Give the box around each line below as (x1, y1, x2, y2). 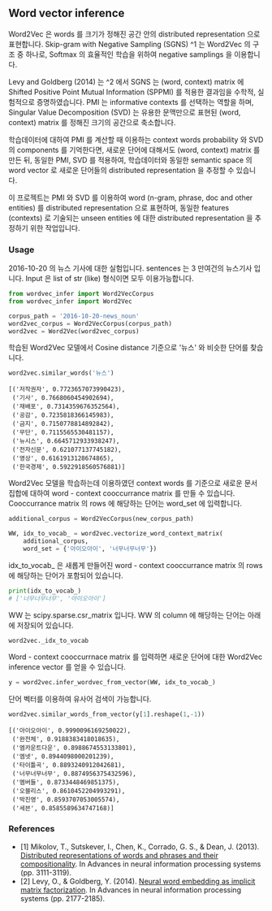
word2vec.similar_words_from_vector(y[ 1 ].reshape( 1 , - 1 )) (8, 710, 205, 718)
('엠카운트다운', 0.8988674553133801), (11, 744, 136, 753)
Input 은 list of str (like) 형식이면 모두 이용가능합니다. (25, 274, 194, 284)
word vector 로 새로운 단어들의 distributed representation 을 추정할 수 (8, 165, 235, 175)
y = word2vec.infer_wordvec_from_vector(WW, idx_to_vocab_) (8, 679, 217, 687)
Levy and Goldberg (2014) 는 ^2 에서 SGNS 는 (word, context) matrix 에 (8, 76, 244, 86)
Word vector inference (8, 7, 125, 20)
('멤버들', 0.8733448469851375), (11, 779, 120, 787)
